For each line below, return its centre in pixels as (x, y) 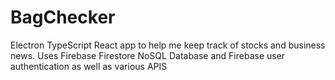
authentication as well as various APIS (89, 66)
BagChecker (63, 17)
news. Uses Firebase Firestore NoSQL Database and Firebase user (148, 55)
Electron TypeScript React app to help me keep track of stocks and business (168, 45)
